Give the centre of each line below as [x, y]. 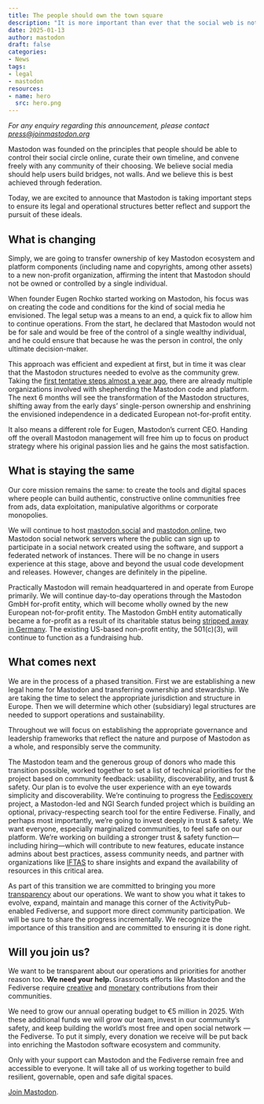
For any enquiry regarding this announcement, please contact [109, 126]
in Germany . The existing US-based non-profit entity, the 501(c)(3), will [123, 629]
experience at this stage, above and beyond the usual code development [126, 563]
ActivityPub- [210, 903]
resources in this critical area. [56, 870]
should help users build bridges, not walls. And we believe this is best [121, 175]
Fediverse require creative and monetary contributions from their [113, 988]
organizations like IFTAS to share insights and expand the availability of [123, 862]
